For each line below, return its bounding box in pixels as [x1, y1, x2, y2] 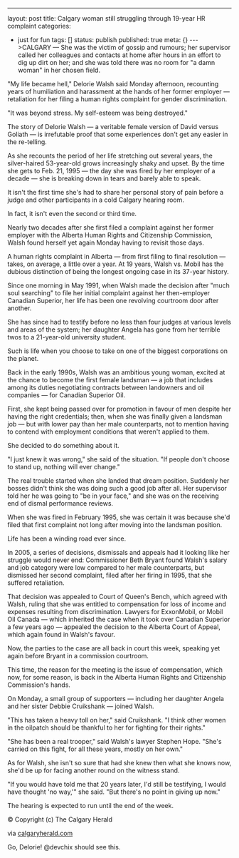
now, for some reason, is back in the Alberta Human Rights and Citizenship [7, 673, 226, 681]
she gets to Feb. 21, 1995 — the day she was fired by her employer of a [7, 167, 216, 175]
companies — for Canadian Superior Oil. [7, 391, 126, 399]
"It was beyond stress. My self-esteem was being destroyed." [7, 108, 188, 117]
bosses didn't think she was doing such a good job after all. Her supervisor [7, 484, 228, 492]
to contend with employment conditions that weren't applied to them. [7, 427, 210, 436]
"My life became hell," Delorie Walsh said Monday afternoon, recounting [7, 80, 219, 88]
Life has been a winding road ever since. [7, 534, 127, 543]
